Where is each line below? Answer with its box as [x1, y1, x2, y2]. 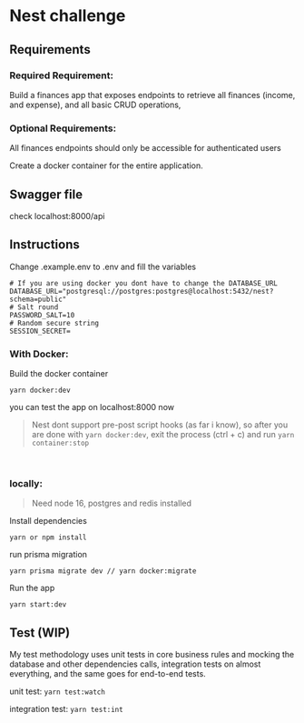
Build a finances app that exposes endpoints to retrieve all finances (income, [9, 89, 296, 100]
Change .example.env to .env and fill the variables [9, 261, 197, 272]
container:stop [31, 438, 90, 448]
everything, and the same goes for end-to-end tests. [9, 668, 206, 679]
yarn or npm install [9, 533, 88, 542]
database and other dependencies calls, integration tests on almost [9, 658, 261, 669]
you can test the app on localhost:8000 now [9, 402, 175, 413]
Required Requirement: [9, 69, 113, 82]
